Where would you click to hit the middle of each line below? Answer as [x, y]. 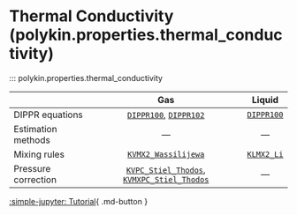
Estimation [35, 129]
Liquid [265, 100]
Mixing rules [39, 154]
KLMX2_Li [265, 154]
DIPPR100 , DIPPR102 [166, 115]
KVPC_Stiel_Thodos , [166, 169]
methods [32, 140]
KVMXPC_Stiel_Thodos [166, 179]
